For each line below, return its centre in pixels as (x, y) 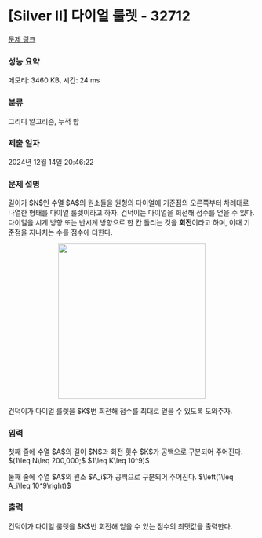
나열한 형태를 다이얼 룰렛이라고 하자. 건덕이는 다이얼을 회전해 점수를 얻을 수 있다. (131, 213)
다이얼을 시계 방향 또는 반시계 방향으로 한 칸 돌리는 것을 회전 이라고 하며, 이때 (125, 223)
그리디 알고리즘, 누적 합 (44, 121)
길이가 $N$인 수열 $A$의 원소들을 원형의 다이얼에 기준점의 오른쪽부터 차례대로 (129, 203)
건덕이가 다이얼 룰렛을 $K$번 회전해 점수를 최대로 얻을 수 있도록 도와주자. (120, 411)
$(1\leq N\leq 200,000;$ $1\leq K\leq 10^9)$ (79, 461)
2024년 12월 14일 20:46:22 (51, 162)
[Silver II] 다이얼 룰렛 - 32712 (99, 16)
